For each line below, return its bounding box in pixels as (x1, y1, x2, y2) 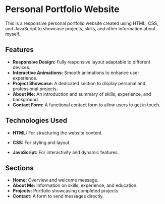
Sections (5, 164, 34, 172)
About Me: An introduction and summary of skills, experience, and (12, 91, 151, 97)
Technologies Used (5, 116, 67, 125)
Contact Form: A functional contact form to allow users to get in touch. (12, 102, 160, 108)
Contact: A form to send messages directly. (12, 193, 104, 199)
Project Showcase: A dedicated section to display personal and (12, 80, 145, 86)
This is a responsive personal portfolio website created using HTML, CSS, (5, 20, 158, 26)
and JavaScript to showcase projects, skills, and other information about (5, 25, 156, 31)
